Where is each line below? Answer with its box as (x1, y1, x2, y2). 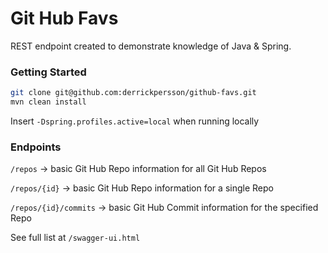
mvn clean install (10, 97, 87, 107)
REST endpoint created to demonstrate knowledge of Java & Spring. (10, 40, 292, 52)
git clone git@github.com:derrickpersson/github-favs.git (10, 88, 257, 98)
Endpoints (10, 140, 62, 154)
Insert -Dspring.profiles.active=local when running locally (10, 115, 260, 127)
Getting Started (10, 65, 87, 79)
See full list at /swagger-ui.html (10, 232, 141, 244)
